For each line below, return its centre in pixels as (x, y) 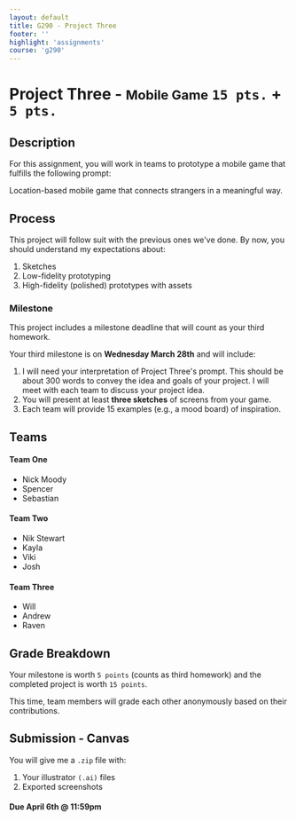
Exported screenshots (62, 786)
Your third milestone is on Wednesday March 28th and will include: (132, 354)
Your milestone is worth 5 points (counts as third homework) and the (135, 675)
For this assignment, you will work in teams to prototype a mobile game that (148, 164)
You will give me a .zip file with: (68, 760)
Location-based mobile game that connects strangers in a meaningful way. (146, 191)
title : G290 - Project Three (63, 26)
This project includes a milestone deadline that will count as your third (137, 328)
